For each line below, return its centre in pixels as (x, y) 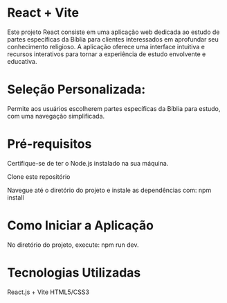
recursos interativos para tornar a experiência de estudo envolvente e (107, 54)
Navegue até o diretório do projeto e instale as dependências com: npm (109, 190)
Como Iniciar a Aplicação (81, 225)
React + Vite (43, 13)
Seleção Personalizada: (76, 90)
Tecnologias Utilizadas (74, 272)
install (16, 197)
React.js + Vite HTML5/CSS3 (48, 292)
